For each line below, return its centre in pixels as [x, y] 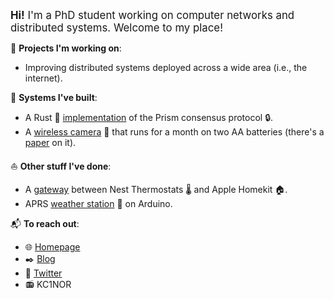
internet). [43, 78]
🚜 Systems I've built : [54, 97]
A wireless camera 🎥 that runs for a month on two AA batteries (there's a [174, 132]
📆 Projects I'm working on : [66, 48]
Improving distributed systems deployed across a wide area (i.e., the [166, 67]
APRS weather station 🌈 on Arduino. [98, 203]
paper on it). [50, 142]
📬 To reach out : [45, 223]
